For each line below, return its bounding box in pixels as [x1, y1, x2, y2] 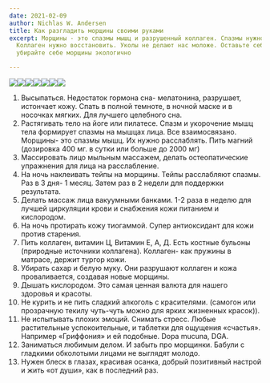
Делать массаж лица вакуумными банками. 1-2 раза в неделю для [20, 196, 252, 204]
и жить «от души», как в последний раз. [20, 365, 159, 375]
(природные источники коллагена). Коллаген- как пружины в [20, 246, 232, 256]
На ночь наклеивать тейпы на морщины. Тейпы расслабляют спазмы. [20, 170, 261, 179]
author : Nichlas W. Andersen [9, 19, 107, 27]
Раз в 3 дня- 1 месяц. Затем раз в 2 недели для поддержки [20, 178, 224, 187]
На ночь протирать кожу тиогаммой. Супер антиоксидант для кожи [20, 221, 255, 230]
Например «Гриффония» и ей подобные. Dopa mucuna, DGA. [20, 332, 229, 341]
